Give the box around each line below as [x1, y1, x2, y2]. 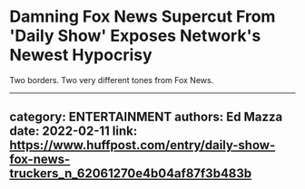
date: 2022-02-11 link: [9, 124, 138, 139]
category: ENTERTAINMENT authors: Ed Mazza [9, 109, 283, 125]
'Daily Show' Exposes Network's [9, 25, 261, 46]
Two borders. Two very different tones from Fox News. [9, 74, 214, 85]
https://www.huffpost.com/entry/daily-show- [9, 137, 276, 153]
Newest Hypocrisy [9, 45, 152, 65]
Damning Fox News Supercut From [9, 6, 276, 27]
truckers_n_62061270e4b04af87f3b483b [9, 165, 252, 182]
